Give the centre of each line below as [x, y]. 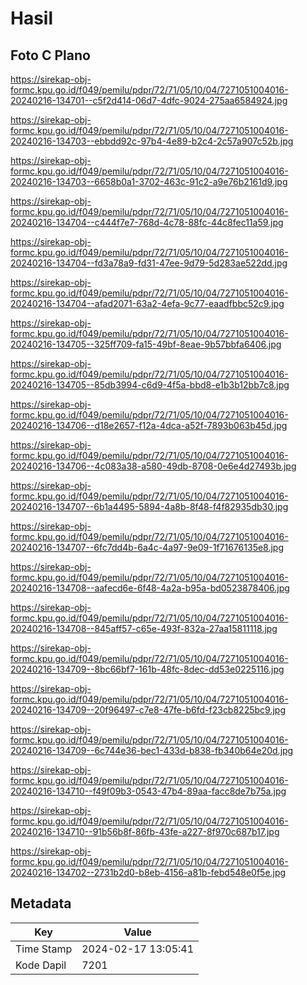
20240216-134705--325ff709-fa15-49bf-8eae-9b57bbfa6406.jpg [146, 344]
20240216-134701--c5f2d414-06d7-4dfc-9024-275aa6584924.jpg [149, 100]
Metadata [41, 903]
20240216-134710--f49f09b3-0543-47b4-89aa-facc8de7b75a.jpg [148, 791]
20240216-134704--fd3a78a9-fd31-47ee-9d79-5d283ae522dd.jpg [149, 263]
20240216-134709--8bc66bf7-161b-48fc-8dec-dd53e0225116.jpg [147, 669]
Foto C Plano [50, 55]
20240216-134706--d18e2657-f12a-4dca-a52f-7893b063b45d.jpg [149, 425]
